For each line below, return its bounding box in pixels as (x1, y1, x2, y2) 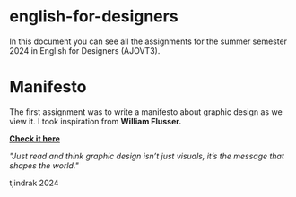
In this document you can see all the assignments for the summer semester (9, 36, 288, 47)
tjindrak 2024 (9, 177, 59, 188)
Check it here (9, 133, 61, 144)
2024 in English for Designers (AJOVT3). (9, 45, 161, 56)
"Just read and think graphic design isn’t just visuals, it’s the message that (9, 150, 285, 161)
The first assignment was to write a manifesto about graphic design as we (9, 106, 283, 117)
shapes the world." (9, 159, 79, 171)
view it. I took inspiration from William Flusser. (9, 116, 182, 126)
